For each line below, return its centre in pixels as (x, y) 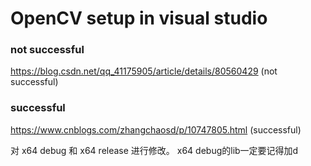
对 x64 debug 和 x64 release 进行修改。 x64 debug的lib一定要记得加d (154, 150)
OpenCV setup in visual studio (139, 18)
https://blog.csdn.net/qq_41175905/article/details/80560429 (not (144, 71)
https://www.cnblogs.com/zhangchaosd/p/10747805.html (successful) (156, 129)
